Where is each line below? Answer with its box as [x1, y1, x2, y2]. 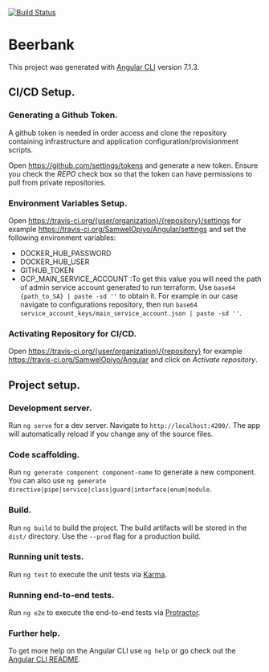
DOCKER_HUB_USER [19, 257, 90, 267]
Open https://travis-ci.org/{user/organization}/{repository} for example [8, 346, 243, 356]
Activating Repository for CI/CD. [8, 328, 137, 339]
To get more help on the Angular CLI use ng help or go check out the [8, 646, 236, 656]
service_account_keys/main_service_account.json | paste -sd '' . [19, 307, 243, 317]
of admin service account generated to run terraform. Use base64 [19, 282, 236, 292]
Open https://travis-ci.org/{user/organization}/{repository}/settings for [8, 215, 242, 225]
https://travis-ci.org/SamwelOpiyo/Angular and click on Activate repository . [8, 355, 259, 365]
